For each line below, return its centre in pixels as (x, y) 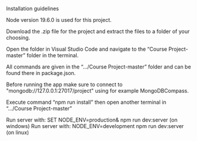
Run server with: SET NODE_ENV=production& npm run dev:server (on (92, 120)
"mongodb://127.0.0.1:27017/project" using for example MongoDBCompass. (98, 91)
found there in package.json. (41, 73)
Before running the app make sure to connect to (64, 84)
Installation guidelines (32, 9)
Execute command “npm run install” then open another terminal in (86, 102)
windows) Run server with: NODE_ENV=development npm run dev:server (95, 126)
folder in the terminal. (52, 55)
